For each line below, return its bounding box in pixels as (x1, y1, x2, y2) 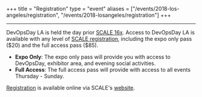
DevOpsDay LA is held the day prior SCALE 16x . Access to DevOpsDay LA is (6, 29, 195, 36)
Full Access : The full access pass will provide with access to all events (14, 66, 191, 73)
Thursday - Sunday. (14, 72, 64, 80)
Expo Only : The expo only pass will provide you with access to (14, 54, 171, 60)
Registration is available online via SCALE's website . (6, 84, 135, 91)
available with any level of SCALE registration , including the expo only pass (6, 36, 192, 42)
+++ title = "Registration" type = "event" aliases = (6, 5, 130, 12)
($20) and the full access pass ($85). (6, 42, 99, 49)
